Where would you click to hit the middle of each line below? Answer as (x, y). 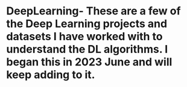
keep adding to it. (51, 75)
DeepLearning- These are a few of (93, 11)
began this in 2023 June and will (89, 62)
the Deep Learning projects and (87, 24)
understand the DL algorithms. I (87, 49)
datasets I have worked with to (84, 37)
